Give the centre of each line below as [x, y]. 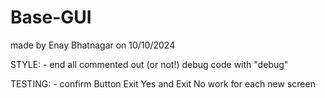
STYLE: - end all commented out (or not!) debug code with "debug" [149, 64]
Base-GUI [51, 17]
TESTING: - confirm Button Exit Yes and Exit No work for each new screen [163, 83]
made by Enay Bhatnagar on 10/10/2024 [93, 45]
